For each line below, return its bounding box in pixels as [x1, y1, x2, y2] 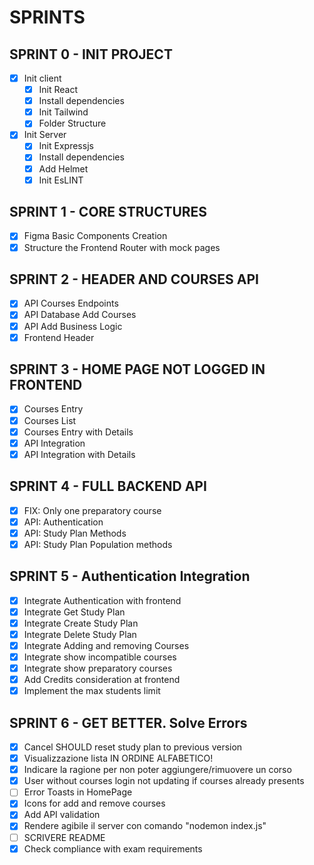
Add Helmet [38, 162, 89, 175]
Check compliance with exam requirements [23, 842, 203, 855]
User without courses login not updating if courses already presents [23, 775, 305, 787]
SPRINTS [9, 6, 86, 29]
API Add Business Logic [23, 320, 123, 332]
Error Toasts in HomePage [23, 786, 133, 798]
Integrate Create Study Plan [23, 617, 139, 629]
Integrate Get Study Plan [23, 606, 126, 618]
